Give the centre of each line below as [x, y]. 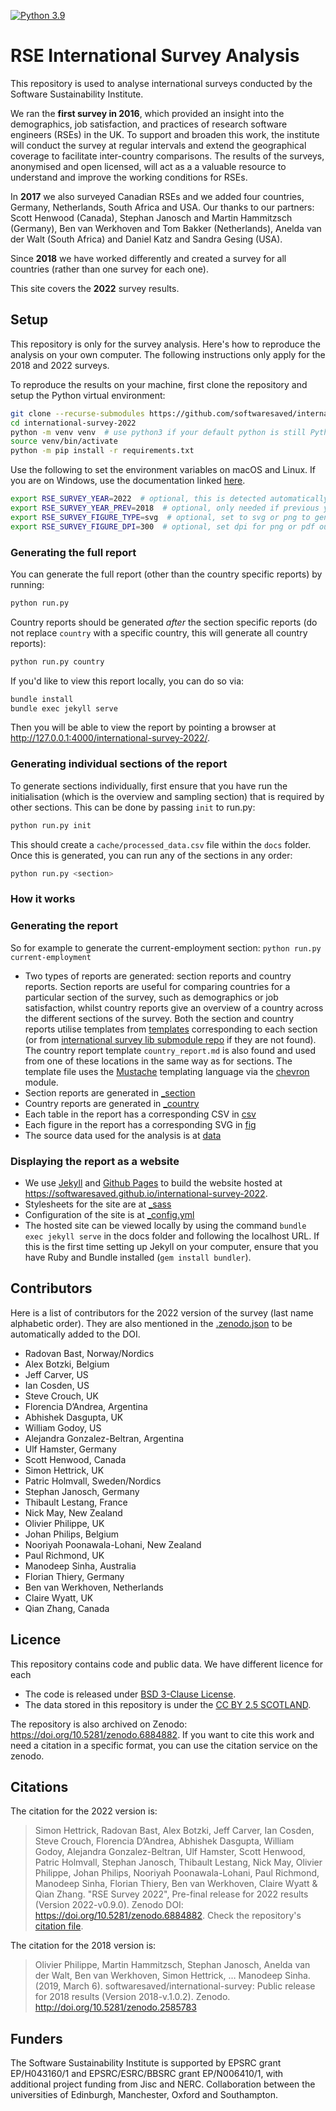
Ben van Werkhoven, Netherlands [94, 1587]
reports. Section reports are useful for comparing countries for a [157, 986]
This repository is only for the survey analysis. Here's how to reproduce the [165, 344]
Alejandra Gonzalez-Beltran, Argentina [104, 1438]
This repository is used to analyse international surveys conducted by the [161, 83]
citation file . [59, 1926]
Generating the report [64, 926]
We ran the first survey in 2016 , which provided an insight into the [147, 113]
